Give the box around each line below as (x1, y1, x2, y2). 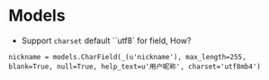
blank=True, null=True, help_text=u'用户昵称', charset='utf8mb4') (8, 62, 262, 71)
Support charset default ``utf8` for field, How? (21, 35, 192, 46)
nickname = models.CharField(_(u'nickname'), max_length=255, (8, 52, 247, 61)
